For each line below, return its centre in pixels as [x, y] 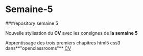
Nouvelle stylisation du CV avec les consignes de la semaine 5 [71, 33]
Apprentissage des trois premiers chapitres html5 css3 [63, 43]
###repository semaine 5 [32, 23]
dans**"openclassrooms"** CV [38, 48]
